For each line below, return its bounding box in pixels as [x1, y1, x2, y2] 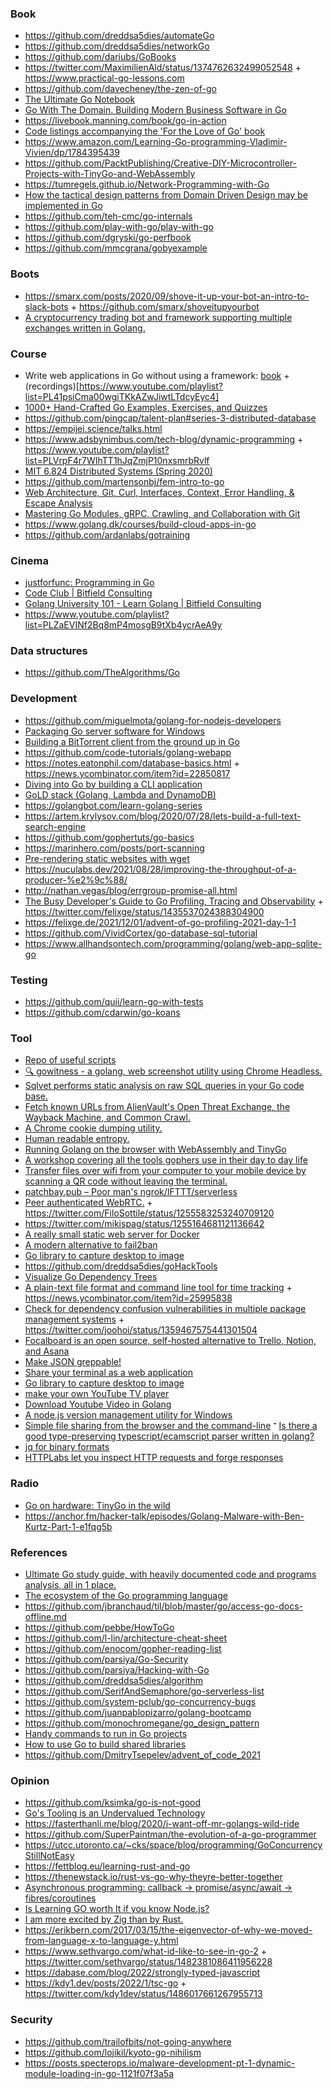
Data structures [10, 644, 88, 658]
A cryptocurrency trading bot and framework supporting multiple [24, 311, 293, 323]
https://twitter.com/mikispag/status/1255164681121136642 [24, 1218, 265, 1230]
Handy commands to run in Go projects [24, 1727, 188, 1739]
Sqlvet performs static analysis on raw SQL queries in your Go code [24, 1080, 305, 1092]
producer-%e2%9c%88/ [24, 873, 128, 886]
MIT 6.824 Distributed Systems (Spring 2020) [24, 465, 213, 477]
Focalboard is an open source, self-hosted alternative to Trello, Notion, [24, 1335, 317, 1347]
